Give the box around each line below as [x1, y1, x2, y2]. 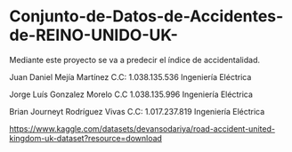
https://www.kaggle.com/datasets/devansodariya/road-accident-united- [9, 123, 276, 134]
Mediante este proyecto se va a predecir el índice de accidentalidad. [9, 54, 261, 65]
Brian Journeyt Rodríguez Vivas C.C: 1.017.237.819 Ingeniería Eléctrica [9, 106, 265, 116]
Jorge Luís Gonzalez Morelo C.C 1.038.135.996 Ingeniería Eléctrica [9, 89, 254, 100]
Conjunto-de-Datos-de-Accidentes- [9, 6, 284, 27]
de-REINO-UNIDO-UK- [9, 25, 178, 45]
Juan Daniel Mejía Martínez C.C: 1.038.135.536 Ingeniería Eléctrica [9, 71, 252, 82]
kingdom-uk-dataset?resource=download [9, 132, 163, 143]
